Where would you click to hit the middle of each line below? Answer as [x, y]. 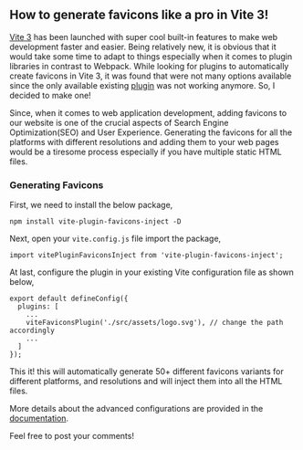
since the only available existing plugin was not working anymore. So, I [142, 85]
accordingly [32, 331]
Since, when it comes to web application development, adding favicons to [148, 112]
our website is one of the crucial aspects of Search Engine [119, 122]
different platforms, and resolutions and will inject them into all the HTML [146, 382]
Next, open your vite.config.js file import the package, [115, 239]
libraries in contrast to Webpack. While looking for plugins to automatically [149, 66]
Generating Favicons [57, 184]
